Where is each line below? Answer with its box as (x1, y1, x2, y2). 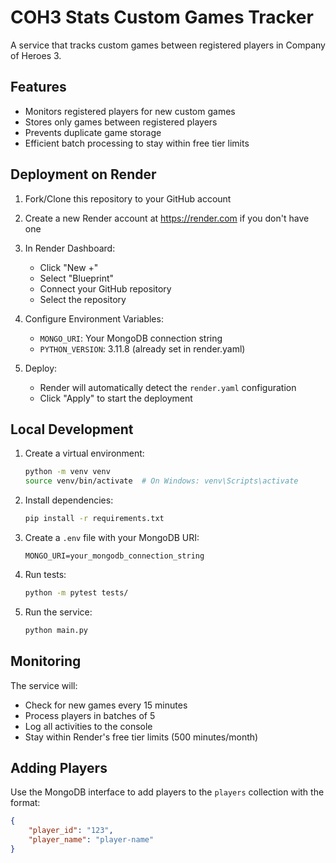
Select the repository (39, 293, 127, 305)
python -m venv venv (24, 467, 111, 477)
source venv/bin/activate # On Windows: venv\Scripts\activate (24, 476, 299, 486)
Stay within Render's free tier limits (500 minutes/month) (24, 731, 259, 743)
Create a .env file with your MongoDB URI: (24, 532, 200, 543)
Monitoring (10, 653, 82, 670)
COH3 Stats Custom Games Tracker (10, 6, 314, 29)
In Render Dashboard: (24, 242, 116, 254)
